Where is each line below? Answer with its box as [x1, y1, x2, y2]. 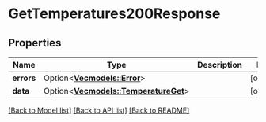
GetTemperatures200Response [8, 5, 221, 23]
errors [12, 72, 36, 83]
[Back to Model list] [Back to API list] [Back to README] [8, 105, 190, 115]
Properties [8, 36, 62, 50]
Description [197, 60, 243, 70]
